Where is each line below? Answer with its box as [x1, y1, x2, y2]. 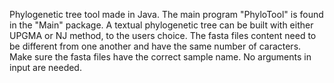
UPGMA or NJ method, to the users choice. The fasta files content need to [9, 30, 317, 41]
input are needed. [9, 62, 82, 73]
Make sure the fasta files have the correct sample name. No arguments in [9, 51, 312, 63]
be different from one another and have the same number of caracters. [9, 40, 302, 52]
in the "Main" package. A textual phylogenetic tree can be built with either [9, 19, 314, 31]
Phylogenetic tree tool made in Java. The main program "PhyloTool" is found [9, 9, 324, 20]
